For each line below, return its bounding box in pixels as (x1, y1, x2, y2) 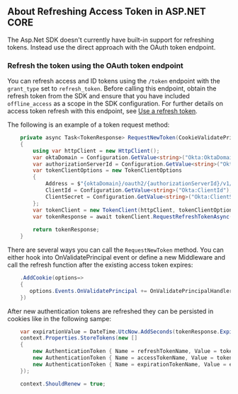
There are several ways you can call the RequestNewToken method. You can (7, 245, 225, 254)
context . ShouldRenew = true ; (20, 380, 106, 388)
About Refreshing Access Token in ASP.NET (7, 6, 207, 18)
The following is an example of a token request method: (7, 120, 170, 129)
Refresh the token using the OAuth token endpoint (7, 60, 184, 70)
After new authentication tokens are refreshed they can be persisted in (7, 307, 214, 315)
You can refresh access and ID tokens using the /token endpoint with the (7, 77, 221, 86)
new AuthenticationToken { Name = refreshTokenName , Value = (33, 348, 217, 355)
